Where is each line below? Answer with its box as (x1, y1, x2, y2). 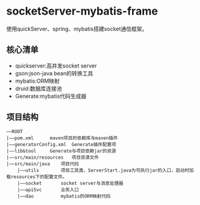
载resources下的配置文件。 (6, 173, 67, 180)
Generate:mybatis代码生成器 (15, 92, 87, 100)
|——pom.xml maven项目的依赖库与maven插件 (6, 135, 119, 141)
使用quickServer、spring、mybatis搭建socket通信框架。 (6, 25, 148, 32)
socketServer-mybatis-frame (6, 4, 158, 18)
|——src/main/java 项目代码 (6, 161, 79, 167)
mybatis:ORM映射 (15, 77, 60, 85)
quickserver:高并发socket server (15, 62, 97, 69)
